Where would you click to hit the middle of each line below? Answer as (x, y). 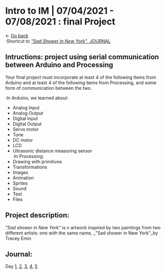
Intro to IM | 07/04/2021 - (60, 11)
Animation (23, 178)
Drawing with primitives (37, 161)
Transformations (30, 167)
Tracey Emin (18, 238)
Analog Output (28, 113)
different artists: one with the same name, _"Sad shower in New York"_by (82, 233)
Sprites (20, 183)
